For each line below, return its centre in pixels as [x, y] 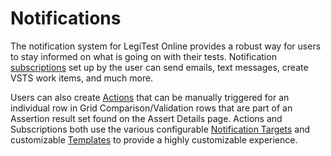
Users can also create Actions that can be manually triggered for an [150, 97]
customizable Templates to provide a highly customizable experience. [154, 139]
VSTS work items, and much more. [82, 78]
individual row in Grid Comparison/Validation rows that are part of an [151, 108]
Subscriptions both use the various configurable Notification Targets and [160, 129]
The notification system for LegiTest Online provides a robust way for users [166, 46]
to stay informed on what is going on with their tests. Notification [143, 56]
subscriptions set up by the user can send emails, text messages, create [159, 67]
